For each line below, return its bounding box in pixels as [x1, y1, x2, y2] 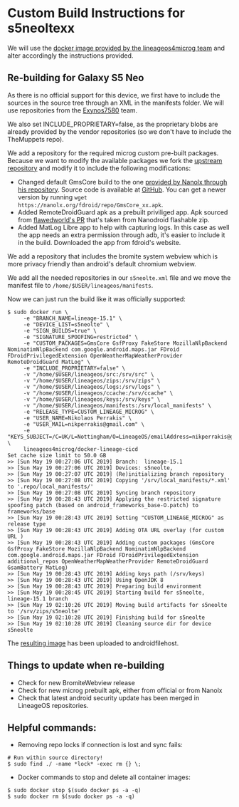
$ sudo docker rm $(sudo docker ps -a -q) [7, 793, 135, 801]
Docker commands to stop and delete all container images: [17, 773, 191, 781]
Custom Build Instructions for [7, 5, 185, 21]
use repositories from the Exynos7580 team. [7, 105, 138, 115]
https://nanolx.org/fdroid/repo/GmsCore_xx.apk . [17, 200, 164, 209]
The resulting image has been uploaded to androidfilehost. [7, 639, 179, 647]
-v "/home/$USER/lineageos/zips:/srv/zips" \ [23, 377, 161, 384]
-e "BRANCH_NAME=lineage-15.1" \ [23, 315, 122, 322]
